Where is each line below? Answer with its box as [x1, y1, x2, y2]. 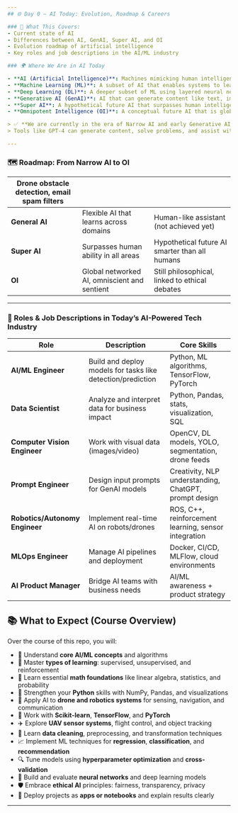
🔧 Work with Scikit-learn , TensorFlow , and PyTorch [17, 711, 171, 719]
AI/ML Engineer [11, 366, 65, 376]
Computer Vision [11, 437, 69, 447]
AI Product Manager [11, 581, 81, 590]
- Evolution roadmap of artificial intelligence [7, 43, 154, 50]
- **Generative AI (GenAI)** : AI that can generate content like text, [7, 95, 223, 102]
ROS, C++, [169, 505, 205, 515]
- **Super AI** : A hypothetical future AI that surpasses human [7, 101, 201, 108]
